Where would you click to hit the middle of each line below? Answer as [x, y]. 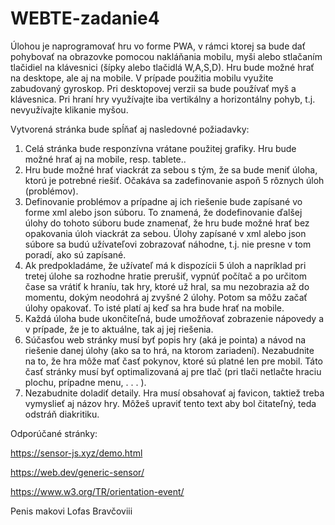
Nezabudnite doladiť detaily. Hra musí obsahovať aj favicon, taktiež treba [174, 393]
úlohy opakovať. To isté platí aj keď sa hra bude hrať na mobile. [154, 308]
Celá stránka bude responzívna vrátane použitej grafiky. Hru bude [160, 148]
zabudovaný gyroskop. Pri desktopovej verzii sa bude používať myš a [153, 88]
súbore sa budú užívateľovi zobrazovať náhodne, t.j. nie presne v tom [168, 244]
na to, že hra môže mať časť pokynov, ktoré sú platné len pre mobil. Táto [173, 361]
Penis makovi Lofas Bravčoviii [71, 511]
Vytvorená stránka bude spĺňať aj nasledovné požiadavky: [130, 129]
